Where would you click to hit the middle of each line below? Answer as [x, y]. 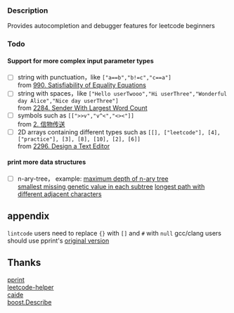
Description [28, 11]
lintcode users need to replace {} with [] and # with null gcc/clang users [115, 233]
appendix [28, 216]
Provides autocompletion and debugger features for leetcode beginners [111, 26]
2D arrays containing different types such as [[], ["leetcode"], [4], [119, 132]
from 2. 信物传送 [41, 124]
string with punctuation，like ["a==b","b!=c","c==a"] [95, 77]
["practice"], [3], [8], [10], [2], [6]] [79, 139]
